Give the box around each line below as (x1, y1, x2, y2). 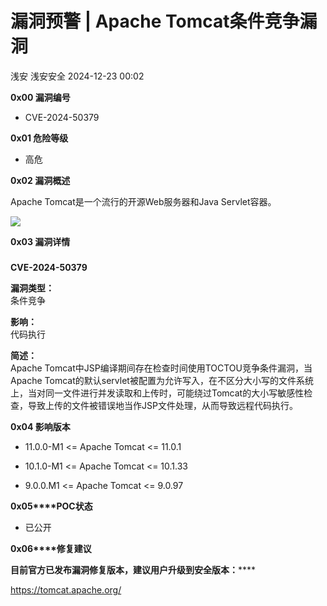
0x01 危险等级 (10, 132, 69, 144)
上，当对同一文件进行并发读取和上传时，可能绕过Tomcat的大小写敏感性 (10, 387, 305, 399)
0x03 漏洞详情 (10, 235, 71, 247)
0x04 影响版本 (10, 420, 71, 432)
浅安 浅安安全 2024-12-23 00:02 (10, 70, 145, 82)
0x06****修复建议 (10, 542, 92, 554)
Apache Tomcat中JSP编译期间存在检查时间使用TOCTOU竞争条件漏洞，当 (10, 362, 313, 374)
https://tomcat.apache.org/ (10, 583, 122, 596)
